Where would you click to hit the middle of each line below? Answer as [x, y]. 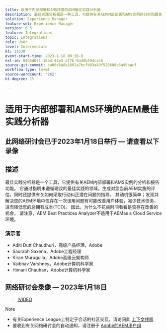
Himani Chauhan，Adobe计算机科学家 [51, 270]
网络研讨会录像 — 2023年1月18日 [56, 287]
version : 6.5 [19, 28]
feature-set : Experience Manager [40, 24]
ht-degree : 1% [20, 79]
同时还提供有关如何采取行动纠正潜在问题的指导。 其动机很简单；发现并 [86, 195]
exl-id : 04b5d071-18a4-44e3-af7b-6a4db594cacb [54, 61]
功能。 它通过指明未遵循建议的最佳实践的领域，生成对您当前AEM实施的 [78, 189]
